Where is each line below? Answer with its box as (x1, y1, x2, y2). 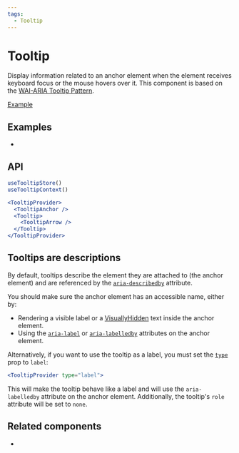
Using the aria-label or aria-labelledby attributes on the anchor (17, 329, 210, 337)
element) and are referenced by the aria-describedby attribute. (7, 278, 193, 287)
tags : (7, 10, 24, 18)
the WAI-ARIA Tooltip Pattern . (7, 86, 94, 95)
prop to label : (7, 357, 49, 366)
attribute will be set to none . (7, 399, 88, 408)
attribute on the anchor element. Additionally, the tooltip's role (41, 392, 225, 400)
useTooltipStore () (7, 180, 62, 187)
